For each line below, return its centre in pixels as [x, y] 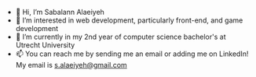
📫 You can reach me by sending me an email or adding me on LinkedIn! [132, 54]
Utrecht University [45, 45]
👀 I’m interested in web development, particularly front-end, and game [129, 20]
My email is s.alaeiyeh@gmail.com [71, 65]
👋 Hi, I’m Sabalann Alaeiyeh [60, 12]
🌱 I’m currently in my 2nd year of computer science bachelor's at [121, 37]
